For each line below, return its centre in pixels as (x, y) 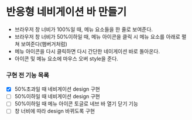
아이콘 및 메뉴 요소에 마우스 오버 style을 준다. (66, 59)
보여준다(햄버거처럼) (44, 44)
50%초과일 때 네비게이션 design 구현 (57, 89)
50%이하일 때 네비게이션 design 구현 (57, 97)
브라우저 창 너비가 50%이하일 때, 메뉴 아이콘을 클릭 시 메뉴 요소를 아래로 (97, 36)
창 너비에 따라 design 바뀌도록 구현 (55, 111)
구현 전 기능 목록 (28, 75)
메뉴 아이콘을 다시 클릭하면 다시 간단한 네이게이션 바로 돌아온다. (87, 51)
